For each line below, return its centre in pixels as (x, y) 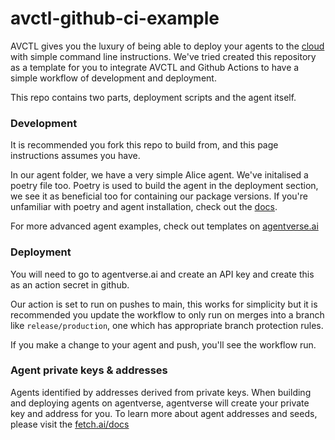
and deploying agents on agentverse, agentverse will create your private (160, 403)
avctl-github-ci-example (115, 18)
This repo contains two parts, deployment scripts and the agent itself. (153, 97)
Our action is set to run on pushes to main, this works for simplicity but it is (164, 304)
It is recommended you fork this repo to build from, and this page (144, 145)
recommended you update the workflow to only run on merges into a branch (167, 314)
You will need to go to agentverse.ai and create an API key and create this (162, 274)
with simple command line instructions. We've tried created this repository (163, 56)
